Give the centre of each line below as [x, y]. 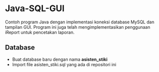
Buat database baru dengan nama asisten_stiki [60, 59]
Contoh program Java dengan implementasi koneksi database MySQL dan [80, 22]
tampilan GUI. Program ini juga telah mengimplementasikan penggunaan [78, 27]
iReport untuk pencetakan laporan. [40, 32]
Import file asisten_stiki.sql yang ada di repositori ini [64, 64]
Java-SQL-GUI [35, 9]
